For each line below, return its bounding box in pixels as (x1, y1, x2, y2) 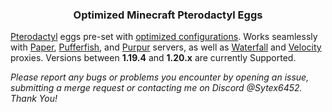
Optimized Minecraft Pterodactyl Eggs (73, 8, 263, 22)
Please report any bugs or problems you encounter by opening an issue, (10, 71, 310, 83)
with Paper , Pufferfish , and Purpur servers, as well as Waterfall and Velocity (10, 41, 322, 53)
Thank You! (10, 93, 58, 105)
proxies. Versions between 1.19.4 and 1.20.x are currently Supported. (10, 52, 297, 64)
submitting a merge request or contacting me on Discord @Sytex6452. (10, 82, 303, 94)
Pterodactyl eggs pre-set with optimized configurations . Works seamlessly (10, 31, 318, 43)
